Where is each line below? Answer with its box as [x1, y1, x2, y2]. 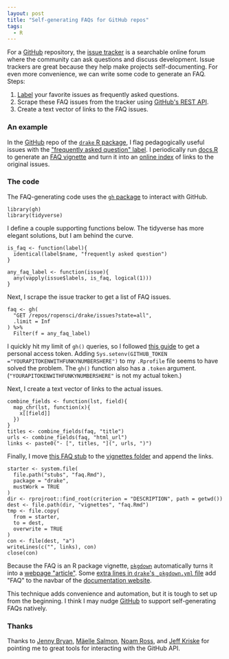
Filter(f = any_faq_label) [13, 330, 91, 337]
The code [7, 177, 40, 186]
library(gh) [7, 205, 41, 213]
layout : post [7, 10, 45, 17]
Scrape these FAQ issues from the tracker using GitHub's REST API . [17, 98, 209, 107]
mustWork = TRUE [13, 483, 60, 490]
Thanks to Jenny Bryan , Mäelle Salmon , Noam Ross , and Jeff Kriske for [7, 637, 210, 645]
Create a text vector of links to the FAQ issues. [17, 105, 149, 113]
